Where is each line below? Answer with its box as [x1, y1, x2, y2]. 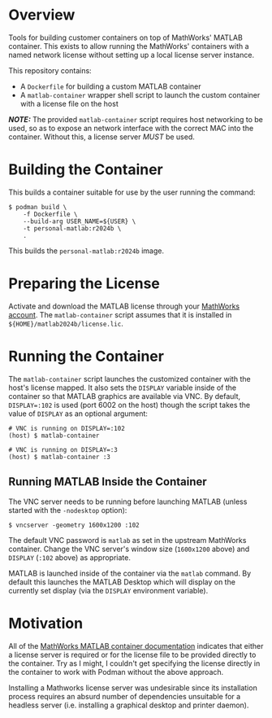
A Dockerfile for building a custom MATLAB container [19, 81, 201, 91]
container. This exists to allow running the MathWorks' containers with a [8, 41, 249, 50]
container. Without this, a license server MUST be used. [8, 132, 195, 142]
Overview [8, 6, 76, 24]
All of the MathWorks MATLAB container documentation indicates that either [8, 641, 264, 650]
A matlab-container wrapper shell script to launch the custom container [19, 90, 261, 99]
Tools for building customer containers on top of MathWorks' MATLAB [8, 33, 244, 42]
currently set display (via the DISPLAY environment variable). [8, 585, 209, 595]
